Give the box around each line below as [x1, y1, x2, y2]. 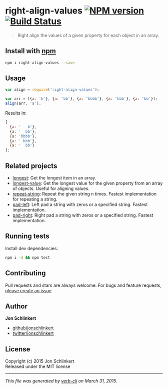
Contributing [5, 269, 46, 278]
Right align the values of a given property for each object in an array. [17, 32, 159, 38]
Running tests [5, 232, 50, 241]
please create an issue [5, 287, 52, 293]
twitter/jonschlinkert [12, 330, 54, 336]
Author [5, 302, 27, 310]
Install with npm [5, 47, 56, 55]
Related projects [5, 161, 57, 170]
